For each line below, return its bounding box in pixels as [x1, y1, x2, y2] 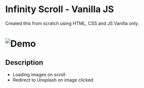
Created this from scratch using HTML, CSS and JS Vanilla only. [5, 20, 139, 26]
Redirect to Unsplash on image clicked [12, 77, 94, 83]
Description [5, 58, 43, 67]
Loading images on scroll [12, 71, 66, 77]
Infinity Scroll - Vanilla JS [5, 4, 114, 15]
